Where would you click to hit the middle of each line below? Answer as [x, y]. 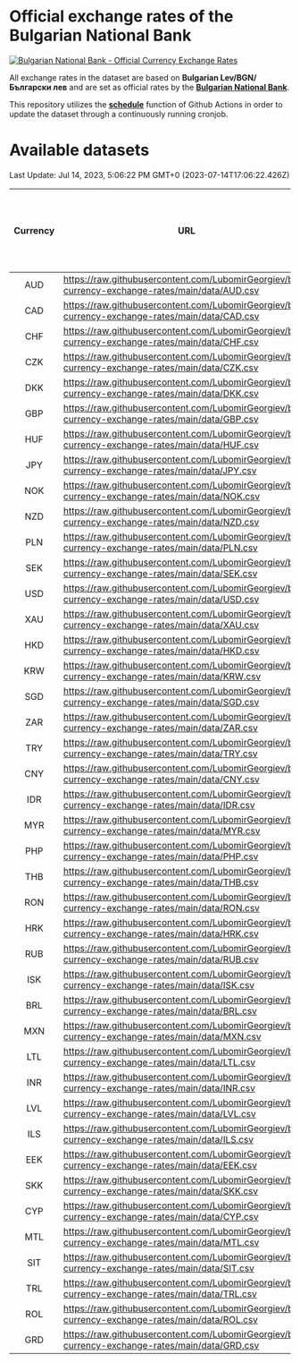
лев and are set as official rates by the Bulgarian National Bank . [171, 87]
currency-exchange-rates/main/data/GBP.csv [161, 419]
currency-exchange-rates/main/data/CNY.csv [162, 779]
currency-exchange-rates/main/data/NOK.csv [162, 496]
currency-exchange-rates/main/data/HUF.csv [161, 445]
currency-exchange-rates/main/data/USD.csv [161, 599]
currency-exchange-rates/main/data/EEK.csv [160, 1165]
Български [30, 87]
